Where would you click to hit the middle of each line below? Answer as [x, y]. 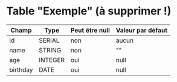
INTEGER [52, 60]
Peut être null [90, 30]
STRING [50, 50]
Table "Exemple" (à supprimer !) [89, 11]
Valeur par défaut [142, 30]
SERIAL [49, 40]
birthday [21, 69]
